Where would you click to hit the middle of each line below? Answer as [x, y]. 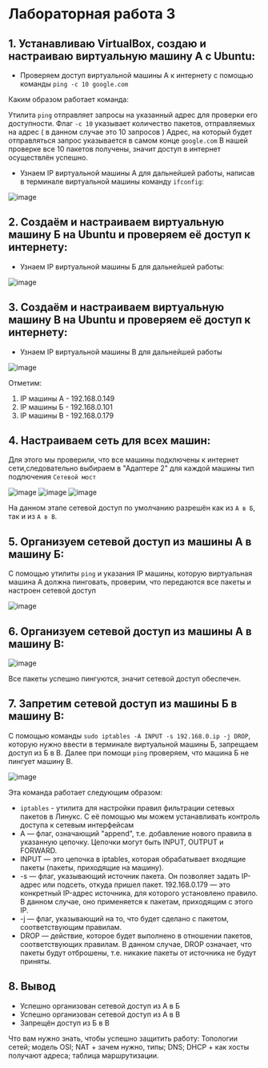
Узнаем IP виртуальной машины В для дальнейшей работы [121, 352]
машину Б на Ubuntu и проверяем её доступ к [129, 235]
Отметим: [25, 382]
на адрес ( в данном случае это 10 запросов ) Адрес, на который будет [130, 132]
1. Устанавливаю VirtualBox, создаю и [107, 44]
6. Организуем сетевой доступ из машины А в [130, 631]
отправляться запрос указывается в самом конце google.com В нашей [128, 140]
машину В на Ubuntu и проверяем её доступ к [130, 320]
